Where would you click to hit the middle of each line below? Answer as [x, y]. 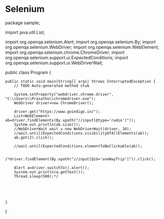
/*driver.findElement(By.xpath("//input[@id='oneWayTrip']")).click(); [80, 159]
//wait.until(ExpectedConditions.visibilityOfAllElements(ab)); [82, 133]
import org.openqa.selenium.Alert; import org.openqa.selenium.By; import [81, 42]
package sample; [23, 23]
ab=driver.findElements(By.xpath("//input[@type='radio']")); [70, 120]
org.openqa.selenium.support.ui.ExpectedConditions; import [67, 57]
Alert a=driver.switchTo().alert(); [52, 168]
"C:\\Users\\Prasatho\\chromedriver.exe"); [51, 99]
